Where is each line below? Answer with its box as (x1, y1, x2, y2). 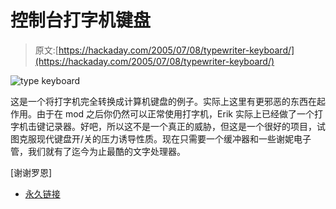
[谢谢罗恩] (10, 166, 53, 178)
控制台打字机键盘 (10, 9, 152, 32)
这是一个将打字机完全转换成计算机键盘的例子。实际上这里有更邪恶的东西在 (10, 95, 317, 107)
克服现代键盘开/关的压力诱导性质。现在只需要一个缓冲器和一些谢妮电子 (18, 132, 312, 145)
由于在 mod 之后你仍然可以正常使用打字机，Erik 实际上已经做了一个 (36, 107, 315, 120)
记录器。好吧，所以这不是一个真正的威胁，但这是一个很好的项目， (44, 120, 317, 132)
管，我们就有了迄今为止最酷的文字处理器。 (10, 145, 186, 157)
